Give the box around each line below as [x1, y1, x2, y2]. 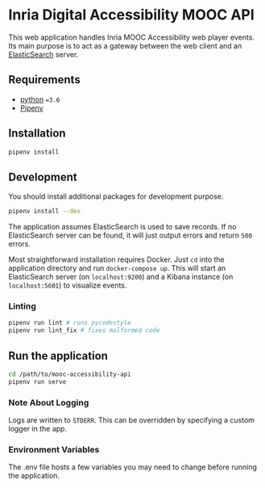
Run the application [8, 349, 109, 363]
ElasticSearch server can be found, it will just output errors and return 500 [8, 230, 252, 240]
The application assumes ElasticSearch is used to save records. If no [8, 222, 237, 232]
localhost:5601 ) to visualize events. [8, 280, 127, 290]
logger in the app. [8, 424, 67, 434]
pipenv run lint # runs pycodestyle [8, 319, 131, 327]
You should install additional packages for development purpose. [8, 191, 224, 201]
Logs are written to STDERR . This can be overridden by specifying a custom [8, 415, 255, 425]
